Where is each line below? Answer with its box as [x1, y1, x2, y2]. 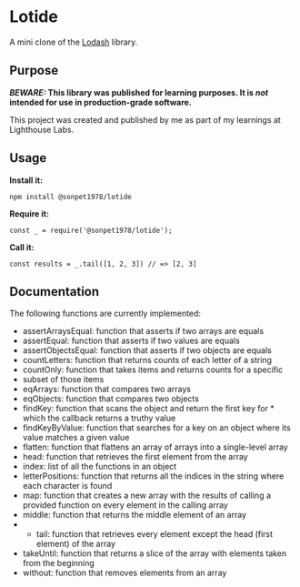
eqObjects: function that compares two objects [22, 393, 200, 404]
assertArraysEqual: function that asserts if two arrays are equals [22, 326, 265, 337]
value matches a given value [22, 432, 130, 443]
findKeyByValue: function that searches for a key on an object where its [22, 422, 291, 433]
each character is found [22, 481, 113, 491]
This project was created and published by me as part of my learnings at [9, 114, 282, 125]
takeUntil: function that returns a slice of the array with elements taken [22, 548, 287, 559]
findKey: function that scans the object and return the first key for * [22, 403, 275, 414]
